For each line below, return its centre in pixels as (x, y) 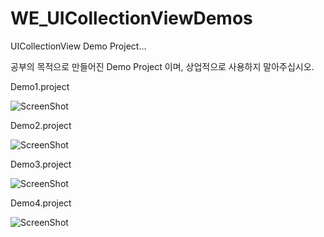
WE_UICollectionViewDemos (131, 18)
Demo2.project (41, 125)
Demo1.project (40, 86)
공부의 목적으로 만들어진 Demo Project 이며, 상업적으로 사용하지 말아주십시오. (162, 66)
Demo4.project (41, 203)
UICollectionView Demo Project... (78, 46)
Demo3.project (41, 164)
